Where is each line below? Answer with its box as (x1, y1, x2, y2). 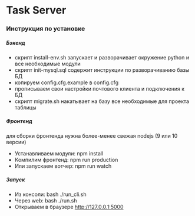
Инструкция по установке (6, 25, 85, 33)
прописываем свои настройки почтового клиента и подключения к (14, 85, 185, 92)
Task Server (6, 4, 67, 17)
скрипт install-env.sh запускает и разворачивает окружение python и (14, 54, 190, 61)
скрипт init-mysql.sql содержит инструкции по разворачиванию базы (14, 67, 190, 74)
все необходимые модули (14, 60, 81, 68)
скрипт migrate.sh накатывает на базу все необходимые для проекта (14, 98, 190, 105)
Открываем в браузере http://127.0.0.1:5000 (14, 204, 124, 211)
